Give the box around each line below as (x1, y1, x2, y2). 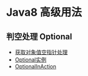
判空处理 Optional (6, 31, 72, 42)
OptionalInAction (14, 63, 57, 70)
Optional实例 (14, 56, 47, 63)
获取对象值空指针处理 (14, 49, 68, 55)
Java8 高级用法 (6, 5, 82, 19)
